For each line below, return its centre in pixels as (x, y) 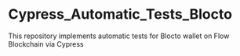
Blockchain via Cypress (46, 44)
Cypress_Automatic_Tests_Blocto (120, 14)
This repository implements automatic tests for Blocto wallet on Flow (119, 36)
